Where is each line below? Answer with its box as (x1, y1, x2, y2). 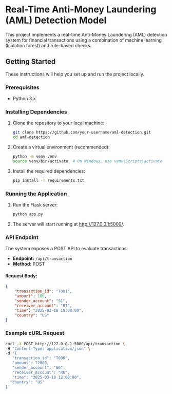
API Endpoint (5, 234, 39, 241)
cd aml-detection (12, 135, 50, 140)
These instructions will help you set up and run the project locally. (5, 71, 145, 77)
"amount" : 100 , (14, 294, 47, 299)
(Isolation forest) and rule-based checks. (5, 42, 92, 48)
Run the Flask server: (12, 202, 58, 208)
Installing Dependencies (5, 108, 68, 115)
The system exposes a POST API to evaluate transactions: (5, 246, 128, 252)
